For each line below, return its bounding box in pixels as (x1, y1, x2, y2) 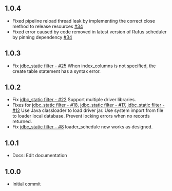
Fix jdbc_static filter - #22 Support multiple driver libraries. (12, 97, 137, 103)
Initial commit (12, 181, 41, 187)
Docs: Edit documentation (12, 152, 67, 159)
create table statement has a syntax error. (12, 68, 101, 74)
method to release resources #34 (12, 23, 83, 29)
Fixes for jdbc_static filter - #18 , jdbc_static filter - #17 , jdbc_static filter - (12, 102, 165, 108)
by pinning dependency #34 (12, 34, 72, 40)
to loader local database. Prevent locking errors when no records (12, 113, 150, 119)
